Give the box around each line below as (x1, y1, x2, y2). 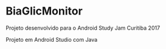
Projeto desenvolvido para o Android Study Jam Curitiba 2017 (5, 24, 161, 31)
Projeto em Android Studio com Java (5, 36, 98, 43)
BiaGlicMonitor (5, 4, 83, 18)
